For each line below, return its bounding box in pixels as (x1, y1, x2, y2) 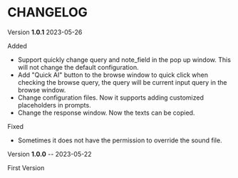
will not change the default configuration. (17, 63, 139, 71)
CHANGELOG (7, 4, 88, 21)
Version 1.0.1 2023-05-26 (7, 28, 83, 36)
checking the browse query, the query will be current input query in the (17, 78, 227, 86)
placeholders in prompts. (17, 100, 91, 109)
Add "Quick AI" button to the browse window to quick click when (17, 70, 209, 79)
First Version (7, 163, 45, 172)
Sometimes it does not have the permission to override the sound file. (17, 136, 222, 145)
